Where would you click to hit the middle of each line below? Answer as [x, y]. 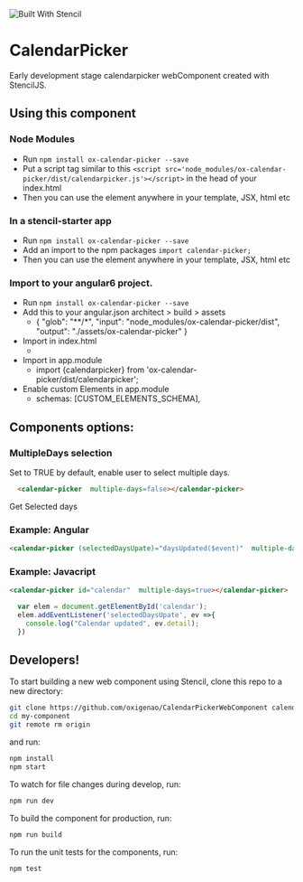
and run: [25, 742]
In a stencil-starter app [61, 220]
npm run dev [32, 801]
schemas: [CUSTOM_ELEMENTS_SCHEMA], [118, 399]
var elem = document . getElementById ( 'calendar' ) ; [112, 607]
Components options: [72, 427]
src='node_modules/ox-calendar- [226, 169]
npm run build [36, 835]
